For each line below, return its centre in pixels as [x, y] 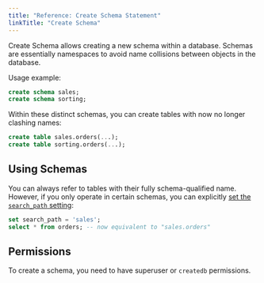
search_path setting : [41, 205]
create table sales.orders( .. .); [63, 138]
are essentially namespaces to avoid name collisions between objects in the [132, 54]
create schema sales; [44, 92]
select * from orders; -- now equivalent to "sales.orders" [110, 227]
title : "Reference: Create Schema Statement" [84, 15]
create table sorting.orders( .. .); [67, 145]
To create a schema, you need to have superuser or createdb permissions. [130, 270]
